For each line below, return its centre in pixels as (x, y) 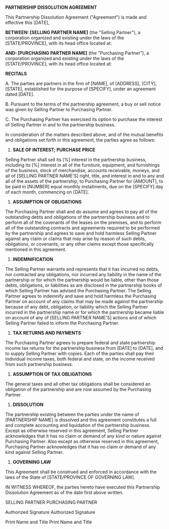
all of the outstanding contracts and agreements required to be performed (82, 228)
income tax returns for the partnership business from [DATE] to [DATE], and (84, 348)
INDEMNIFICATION (33, 259)
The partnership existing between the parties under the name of (72, 414)
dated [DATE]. (20, 94)
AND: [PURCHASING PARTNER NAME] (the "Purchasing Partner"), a (77, 53)
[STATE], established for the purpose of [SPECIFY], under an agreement (81, 89)
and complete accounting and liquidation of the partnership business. (78, 425)
